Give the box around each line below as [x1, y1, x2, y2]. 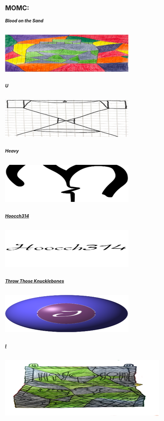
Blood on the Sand [5, 17, 44, 24]
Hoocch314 [5, 213, 30, 219]
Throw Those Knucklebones [5, 278, 65, 284]
